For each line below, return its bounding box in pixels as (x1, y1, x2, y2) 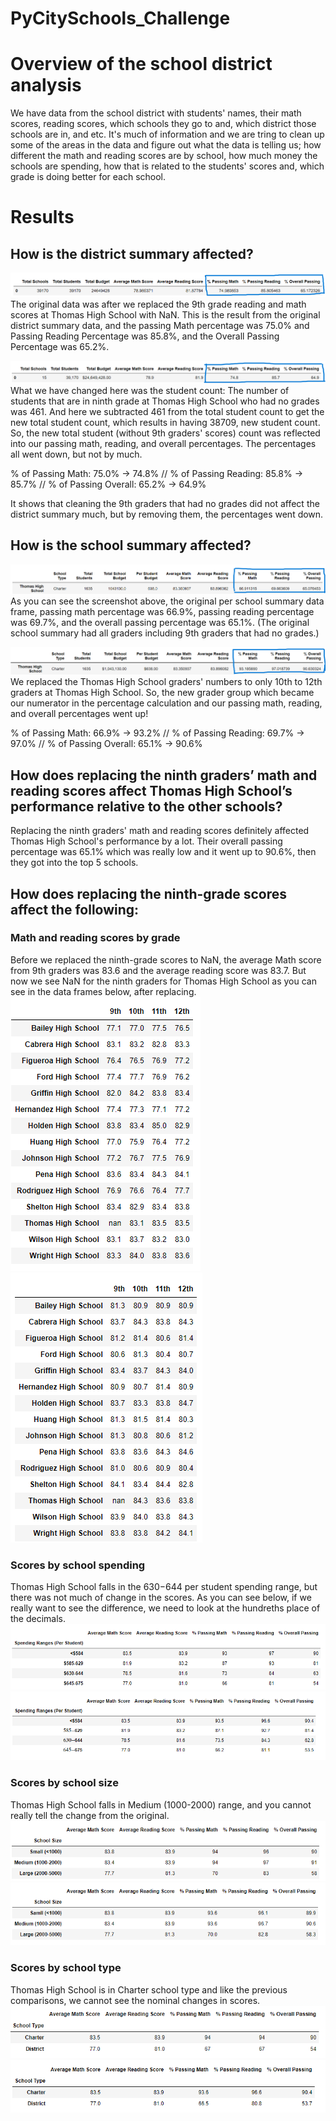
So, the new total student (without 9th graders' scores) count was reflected (10, 427, 321, 439)
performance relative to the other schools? (10, 798, 283, 815)
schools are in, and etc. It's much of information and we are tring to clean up (10, 128, 325, 141)
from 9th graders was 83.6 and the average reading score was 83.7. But (10, 964, 307, 976)
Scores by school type (10, 1961, 122, 1975)
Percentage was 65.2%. (10, 340, 110, 352)
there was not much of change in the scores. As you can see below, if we (10, 1592, 312, 1604)
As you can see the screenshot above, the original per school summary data (10, 595, 325, 607)
